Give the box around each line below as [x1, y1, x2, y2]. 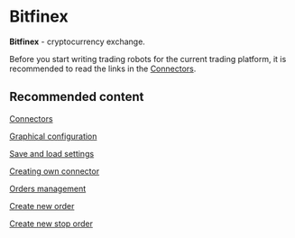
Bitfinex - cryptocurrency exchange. [9, 36, 146, 47]
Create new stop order [9, 218, 93, 229]
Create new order [9, 200, 75, 211]
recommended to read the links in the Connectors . [9, 63, 197, 74]
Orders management [9, 183, 87, 194]
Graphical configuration [9, 131, 97, 142]
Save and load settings [9, 148, 95, 159]
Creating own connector [9, 165, 100, 177]
